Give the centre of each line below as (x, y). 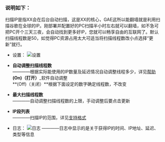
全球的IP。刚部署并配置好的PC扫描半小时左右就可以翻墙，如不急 (88, 26)
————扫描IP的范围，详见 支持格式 (49, 118)
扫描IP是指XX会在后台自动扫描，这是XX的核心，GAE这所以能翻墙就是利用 (81, 20)
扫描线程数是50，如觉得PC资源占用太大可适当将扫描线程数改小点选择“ (77, 38)
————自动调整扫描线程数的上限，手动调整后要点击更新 (71, 101)
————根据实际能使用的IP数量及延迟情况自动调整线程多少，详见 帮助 (84, 72)
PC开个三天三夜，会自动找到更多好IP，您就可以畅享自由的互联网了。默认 (84, 32)
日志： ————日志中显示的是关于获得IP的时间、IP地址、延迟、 (85, 128)
